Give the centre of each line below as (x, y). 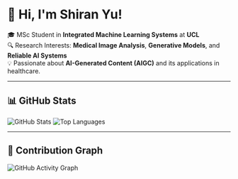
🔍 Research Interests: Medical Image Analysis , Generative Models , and (114, 45)
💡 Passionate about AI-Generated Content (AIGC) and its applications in (113, 63)
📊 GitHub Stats (42, 101)
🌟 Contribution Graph (55, 151)
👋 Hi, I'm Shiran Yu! (65, 15)
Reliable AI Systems (37, 55)
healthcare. (24, 71)
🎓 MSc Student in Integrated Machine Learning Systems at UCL (103, 34)
